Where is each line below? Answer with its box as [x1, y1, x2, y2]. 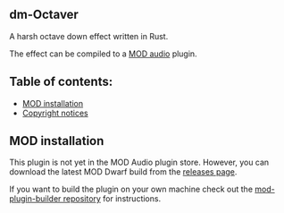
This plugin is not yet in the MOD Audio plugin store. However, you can [9, 157, 270, 168]
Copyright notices [21, 107, 88, 118]
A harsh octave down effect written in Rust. [9, 30, 169, 41]
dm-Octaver [9, 7, 79, 22]
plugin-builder [9, 193, 62, 204]
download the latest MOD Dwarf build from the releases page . [9, 166, 238, 177]
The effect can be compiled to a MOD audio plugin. [9, 48, 198, 59]
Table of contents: [9, 74, 113, 89]
